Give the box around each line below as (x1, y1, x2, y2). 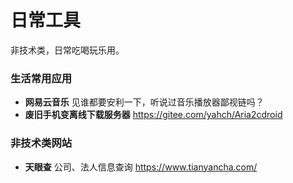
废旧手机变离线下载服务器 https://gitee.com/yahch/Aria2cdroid (24, 109, 283, 121)
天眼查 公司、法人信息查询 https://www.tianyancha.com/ (24, 161, 258, 173)
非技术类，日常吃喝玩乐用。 (10, 44, 125, 56)
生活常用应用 (10, 71, 73, 85)
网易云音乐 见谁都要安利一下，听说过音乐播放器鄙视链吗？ (24, 96, 265, 108)
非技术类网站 (10, 136, 73, 150)
